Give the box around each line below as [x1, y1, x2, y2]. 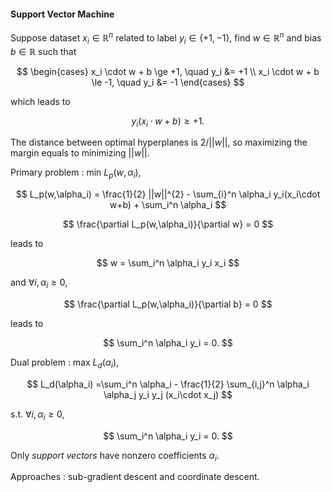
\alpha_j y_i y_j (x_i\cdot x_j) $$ [103, 388, 233, 400]
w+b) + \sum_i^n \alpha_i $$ [109, 199, 227, 211]
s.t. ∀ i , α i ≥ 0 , [10, 408, 65, 422]
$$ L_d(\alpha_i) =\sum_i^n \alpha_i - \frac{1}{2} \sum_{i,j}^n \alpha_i [26, 378, 310, 390]
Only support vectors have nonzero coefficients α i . [10, 449, 220, 464]
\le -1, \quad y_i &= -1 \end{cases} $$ [91, 76, 245, 88]
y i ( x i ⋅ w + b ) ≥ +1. [131, 115, 205, 129]
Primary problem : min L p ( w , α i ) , [10, 166, 142, 181]
